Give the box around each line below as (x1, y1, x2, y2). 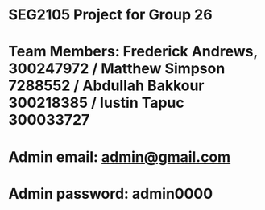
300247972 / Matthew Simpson (8, 60, 226, 78)
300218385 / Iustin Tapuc (8, 94, 184, 112)
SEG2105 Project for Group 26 (8, 6, 213, 24)
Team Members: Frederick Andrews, (8, 43, 258, 61)
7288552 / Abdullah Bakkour (8, 76, 205, 95)
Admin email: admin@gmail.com (8, 147, 231, 166)
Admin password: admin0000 (8, 184, 213, 203)
